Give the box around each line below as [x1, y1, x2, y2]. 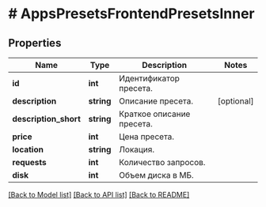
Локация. [118, 144, 155, 155]
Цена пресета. [118, 131, 175, 142]
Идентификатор [118, 73, 180, 84]
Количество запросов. [118, 157, 206, 167]
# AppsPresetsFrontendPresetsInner [8, 5, 255, 23]
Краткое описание [118, 108, 191, 119]
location [12, 144, 44, 155]
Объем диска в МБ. [118, 170, 194, 180]
